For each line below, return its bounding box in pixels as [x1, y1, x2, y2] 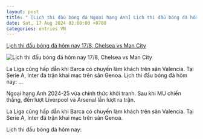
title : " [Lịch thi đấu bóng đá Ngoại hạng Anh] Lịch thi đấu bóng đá [6, 14, 188, 20]
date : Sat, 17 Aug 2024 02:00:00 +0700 [6, 20, 107, 26]
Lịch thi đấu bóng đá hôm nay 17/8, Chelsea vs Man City [6, 42, 146, 49]
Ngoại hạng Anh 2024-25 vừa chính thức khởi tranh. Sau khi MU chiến [6, 90, 181, 97]
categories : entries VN [6, 25, 66, 32]
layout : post [6, 8, 39, 15]
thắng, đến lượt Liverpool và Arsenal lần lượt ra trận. [6, 96, 135, 103]
